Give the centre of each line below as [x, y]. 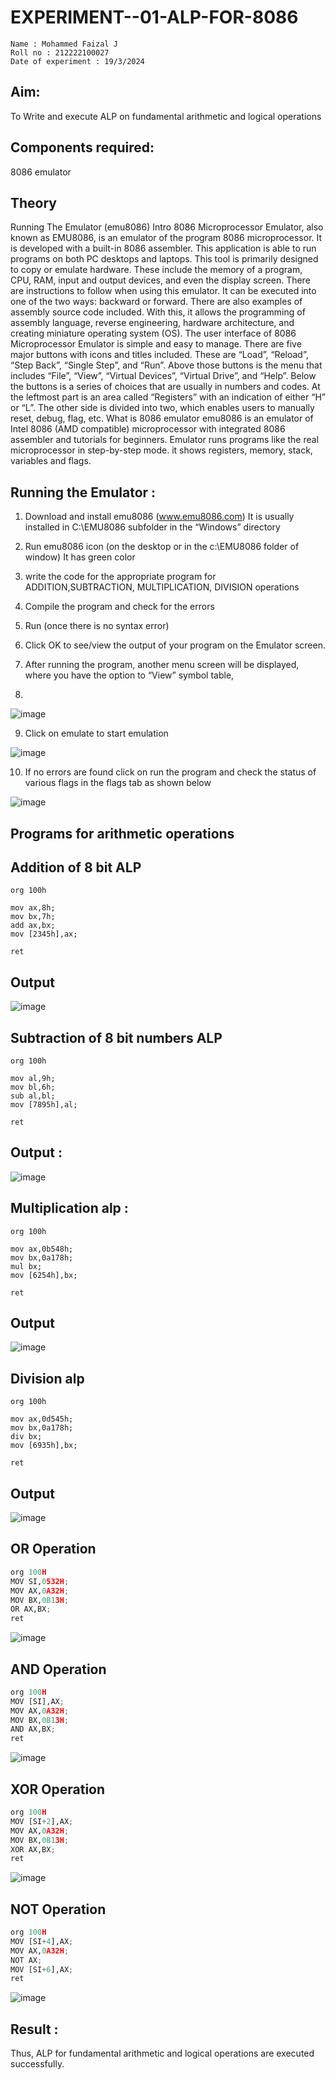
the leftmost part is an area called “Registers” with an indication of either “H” [168, 397]
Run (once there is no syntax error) [97, 626]
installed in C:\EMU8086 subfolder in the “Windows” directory [152, 527]
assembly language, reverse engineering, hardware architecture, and [152, 323]
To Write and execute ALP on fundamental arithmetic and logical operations [166, 116]
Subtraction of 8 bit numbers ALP [116, 1037]
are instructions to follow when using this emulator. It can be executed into [163, 291]
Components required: [82, 147]
